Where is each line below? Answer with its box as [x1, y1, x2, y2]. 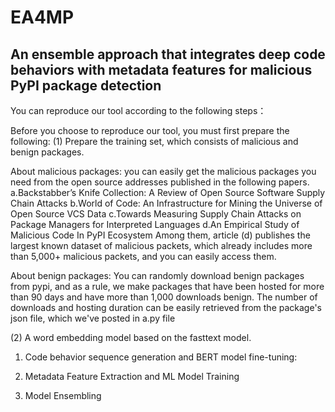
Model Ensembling [24, 390, 102, 401]
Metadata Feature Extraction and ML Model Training [24, 371, 240, 382]
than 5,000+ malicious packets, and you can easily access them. [10, 251, 277, 262]
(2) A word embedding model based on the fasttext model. [10, 332, 252, 343]
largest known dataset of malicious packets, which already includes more [10, 240, 313, 251]
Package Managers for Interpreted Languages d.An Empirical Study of [10, 219, 300, 230]
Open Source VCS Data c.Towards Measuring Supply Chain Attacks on [10, 208, 302, 220]
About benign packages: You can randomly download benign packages [10, 270, 305, 281]
